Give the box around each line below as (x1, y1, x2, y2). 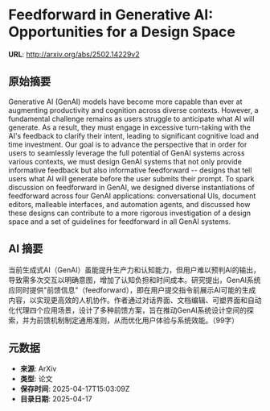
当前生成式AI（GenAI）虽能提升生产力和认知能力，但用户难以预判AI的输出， (8, 264, 261, 275)
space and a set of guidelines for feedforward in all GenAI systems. (8, 216, 231, 226)
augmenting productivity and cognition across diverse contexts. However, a (8, 105, 259, 114)
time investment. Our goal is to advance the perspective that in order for (8, 139, 247, 149)
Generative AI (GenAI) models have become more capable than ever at (8, 97, 243, 106)
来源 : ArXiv (19, 364, 57, 374)
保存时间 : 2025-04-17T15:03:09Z (19, 384, 130, 394)
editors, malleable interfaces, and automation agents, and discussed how (8, 199, 251, 209)
